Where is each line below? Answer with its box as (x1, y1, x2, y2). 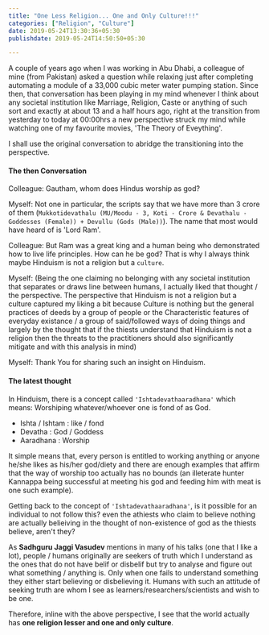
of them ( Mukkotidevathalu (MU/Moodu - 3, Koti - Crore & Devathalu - (8, 208, 247, 218)
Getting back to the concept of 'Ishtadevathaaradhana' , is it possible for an (8, 500, 258, 510)
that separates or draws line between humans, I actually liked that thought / (8, 282, 259, 292)
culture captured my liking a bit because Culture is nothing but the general (8, 299, 255, 309)
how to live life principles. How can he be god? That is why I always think (8, 249, 251, 259)
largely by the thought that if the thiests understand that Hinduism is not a (8, 325, 252, 334)
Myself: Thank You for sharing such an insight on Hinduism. (8, 358, 206, 367)
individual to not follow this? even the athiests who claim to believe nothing (8, 509, 255, 519)
